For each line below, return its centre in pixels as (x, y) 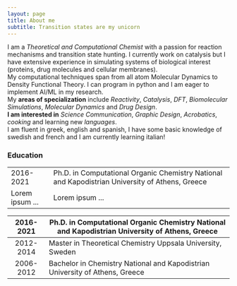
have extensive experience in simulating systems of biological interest (109, 62)
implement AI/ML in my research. (55, 92)
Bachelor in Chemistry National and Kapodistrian (129, 263)
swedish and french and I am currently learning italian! (86, 137)
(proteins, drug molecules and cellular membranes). (83, 70)
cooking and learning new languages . (62, 122)
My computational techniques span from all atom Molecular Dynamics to (113, 77)
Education (25, 155)
